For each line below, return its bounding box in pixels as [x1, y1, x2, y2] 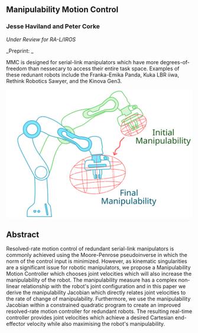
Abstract [6, 229, 40, 239]
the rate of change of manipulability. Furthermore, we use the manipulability [6, 295, 191, 302]
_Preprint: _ [6, 47, 34, 54]
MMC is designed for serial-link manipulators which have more [6, 58, 159, 65]
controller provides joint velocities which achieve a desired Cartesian [6, 314, 174, 321]
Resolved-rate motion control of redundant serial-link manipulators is [6, 245, 174, 252]
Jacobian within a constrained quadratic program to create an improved [6, 301, 181, 308]
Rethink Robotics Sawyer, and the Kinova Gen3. [6, 77, 122, 84]
